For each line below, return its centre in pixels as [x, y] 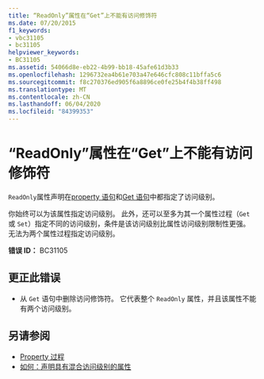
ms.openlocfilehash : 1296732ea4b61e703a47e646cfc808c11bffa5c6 [115, 75]
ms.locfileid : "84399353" [51, 112]
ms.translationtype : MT [48, 89]
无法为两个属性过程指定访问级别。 [64, 233]
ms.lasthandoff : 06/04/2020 [55, 104]
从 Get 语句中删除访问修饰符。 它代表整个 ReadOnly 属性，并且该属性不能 [138, 298]
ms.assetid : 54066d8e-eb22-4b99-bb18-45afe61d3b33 [94, 68]
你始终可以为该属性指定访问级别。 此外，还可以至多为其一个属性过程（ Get [129, 213]
